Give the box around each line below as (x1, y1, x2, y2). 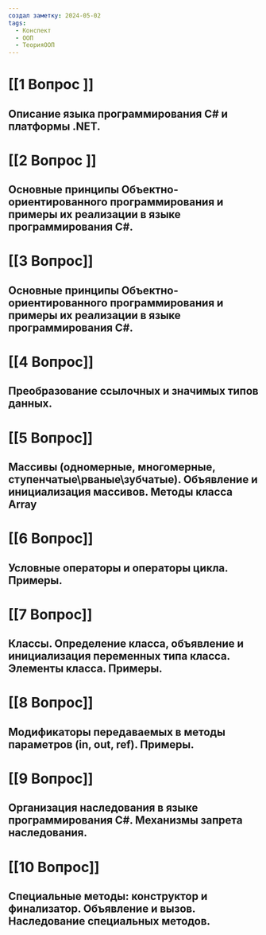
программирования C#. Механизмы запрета (8, 813, 243, 828)
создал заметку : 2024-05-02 (8, 11, 102, 20)
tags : (8, 19, 26, 27)
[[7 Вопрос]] (8, 606, 93, 623)
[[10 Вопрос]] (8, 858, 100, 876)
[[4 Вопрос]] (8, 353, 94, 371)
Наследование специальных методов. (8, 914, 210, 928)
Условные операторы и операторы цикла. (8, 561, 229, 575)
